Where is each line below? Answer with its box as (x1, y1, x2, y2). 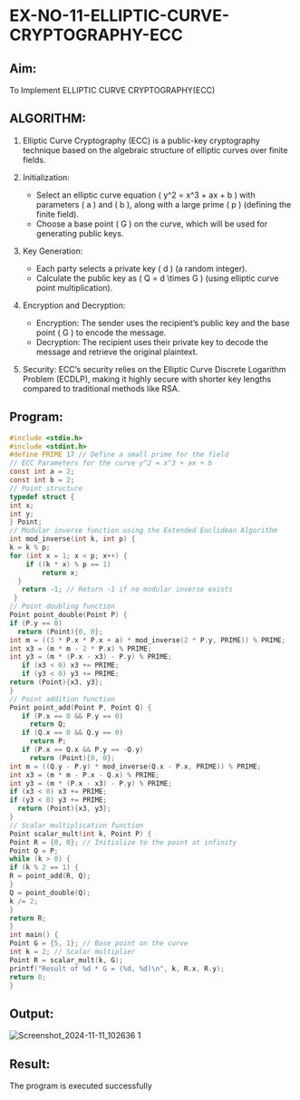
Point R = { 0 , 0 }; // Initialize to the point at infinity (9, 837, 237, 847)
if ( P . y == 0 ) (9, 618, 63, 628)
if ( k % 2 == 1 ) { (9, 863, 79, 873)
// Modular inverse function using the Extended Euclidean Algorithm (9, 526, 278, 536)
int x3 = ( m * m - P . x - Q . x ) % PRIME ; (9, 770, 160, 779)
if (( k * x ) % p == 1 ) (25, 559, 111, 569)
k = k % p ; (9, 543, 51, 552)
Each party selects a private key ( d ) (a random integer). (35, 263, 247, 274)
